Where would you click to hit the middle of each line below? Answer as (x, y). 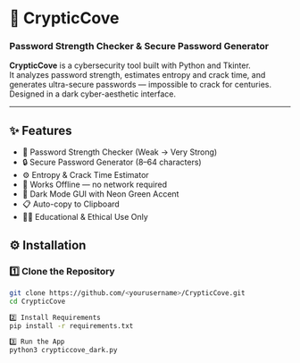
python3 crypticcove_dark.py (63, 350)
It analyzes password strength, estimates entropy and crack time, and (137, 75)
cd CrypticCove (37, 301)
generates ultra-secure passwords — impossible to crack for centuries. (141, 85)
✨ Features (41, 130)
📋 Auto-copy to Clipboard (71, 204)
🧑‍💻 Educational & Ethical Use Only (85, 217)
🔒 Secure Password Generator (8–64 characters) (112, 162)
